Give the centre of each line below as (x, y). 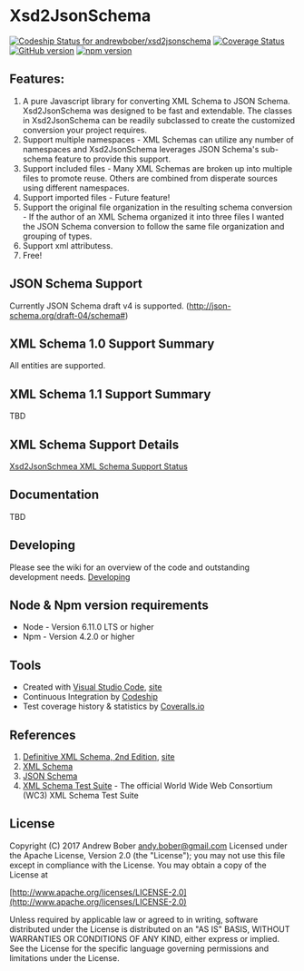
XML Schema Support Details (94, 444)
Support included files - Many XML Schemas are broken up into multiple (157, 168)
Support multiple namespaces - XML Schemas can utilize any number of (158, 139)
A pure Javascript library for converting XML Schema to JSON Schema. (156, 101)
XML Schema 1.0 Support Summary (112, 343)
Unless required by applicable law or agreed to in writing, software (134, 919)
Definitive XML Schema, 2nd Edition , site (98, 757)
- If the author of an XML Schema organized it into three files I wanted (153, 216)
